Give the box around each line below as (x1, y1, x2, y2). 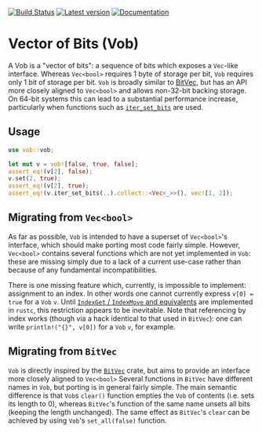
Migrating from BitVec (8, 345, 118, 358)
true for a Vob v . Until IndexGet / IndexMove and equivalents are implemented (8, 297, 253, 306)
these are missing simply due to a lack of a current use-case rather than (8, 257, 242, 266)
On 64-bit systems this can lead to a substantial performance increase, (8, 94, 238, 104)
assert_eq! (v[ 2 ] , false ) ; (8, 167, 93, 176)
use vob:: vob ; (8, 146, 55, 154)
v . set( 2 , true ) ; (8, 175, 61, 183)
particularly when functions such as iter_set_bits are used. (8, 102, 204, 111)
